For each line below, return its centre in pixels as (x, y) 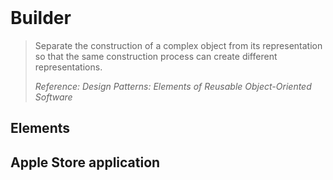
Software (53, 97)
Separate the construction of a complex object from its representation (178, 45)
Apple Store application (85, 162)
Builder (41, 18)
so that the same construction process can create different (156, 56)
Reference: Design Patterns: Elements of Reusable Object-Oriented (173, 86)
